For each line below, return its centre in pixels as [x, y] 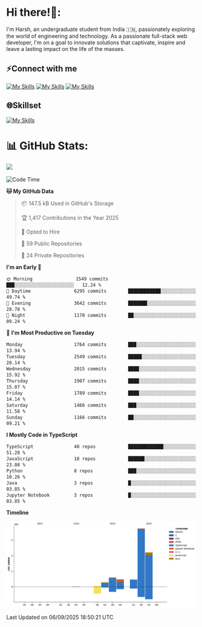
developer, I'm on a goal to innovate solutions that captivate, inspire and [96, 42]
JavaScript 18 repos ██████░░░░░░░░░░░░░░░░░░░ [101, 459]
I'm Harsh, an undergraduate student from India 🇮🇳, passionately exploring [101, 29]
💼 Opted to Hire [41, 232]
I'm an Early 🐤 [24, 267]
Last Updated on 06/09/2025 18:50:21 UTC [60, 617]
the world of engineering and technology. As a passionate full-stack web [97, 36]
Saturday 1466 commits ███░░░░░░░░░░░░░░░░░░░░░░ [101, 405]
